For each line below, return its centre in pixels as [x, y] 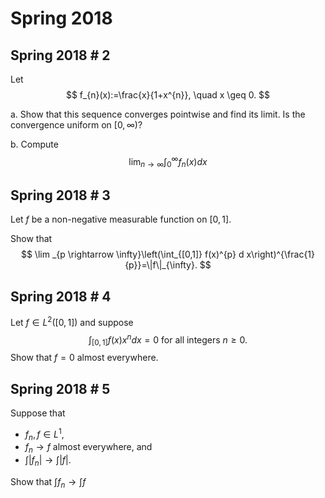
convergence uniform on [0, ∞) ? [76, 125]
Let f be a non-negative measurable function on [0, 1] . [121, 219]
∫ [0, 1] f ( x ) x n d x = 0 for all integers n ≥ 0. [168, 340]
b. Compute [34, 144]
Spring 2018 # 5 [60, 388]
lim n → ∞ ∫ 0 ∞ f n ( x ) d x [168, 162]
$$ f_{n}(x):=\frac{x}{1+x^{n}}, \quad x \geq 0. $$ [168, 95]
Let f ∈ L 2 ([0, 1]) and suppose [72, 321]
